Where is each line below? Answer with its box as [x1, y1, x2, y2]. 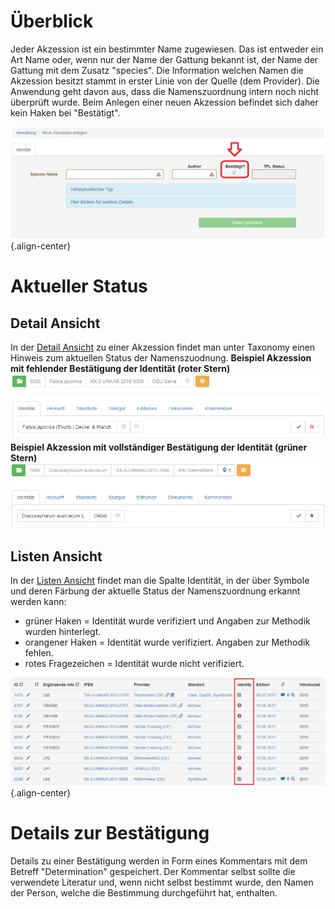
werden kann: [10, 595, 67, 607]
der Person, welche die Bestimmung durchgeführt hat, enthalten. [10, 886, 278, 899]
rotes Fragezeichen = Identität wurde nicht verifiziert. [24, 657, 245, 669]
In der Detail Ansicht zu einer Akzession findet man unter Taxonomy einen [10, 341, 316, 354]
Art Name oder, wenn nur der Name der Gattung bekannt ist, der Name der [10, 53, 319, 65]
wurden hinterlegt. [24, 625, 102, 637]
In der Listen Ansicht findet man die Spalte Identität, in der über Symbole [10, 574, 310, 586]
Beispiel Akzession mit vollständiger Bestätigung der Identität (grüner [10, 441, 308, 453]
